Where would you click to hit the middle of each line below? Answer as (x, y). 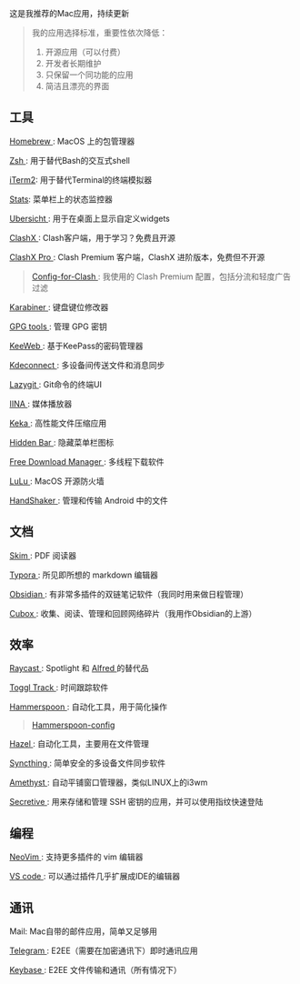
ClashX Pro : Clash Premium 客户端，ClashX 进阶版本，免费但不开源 (137, 256)
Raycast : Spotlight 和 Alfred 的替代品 (79, 668)
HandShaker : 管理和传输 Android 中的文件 (89, 500)
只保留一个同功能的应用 (89, 75)
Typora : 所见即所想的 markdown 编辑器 (84, 575)
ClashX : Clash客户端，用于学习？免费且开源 (92, 237)
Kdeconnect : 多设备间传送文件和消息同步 (87, 365)
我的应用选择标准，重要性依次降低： (100, 33)
